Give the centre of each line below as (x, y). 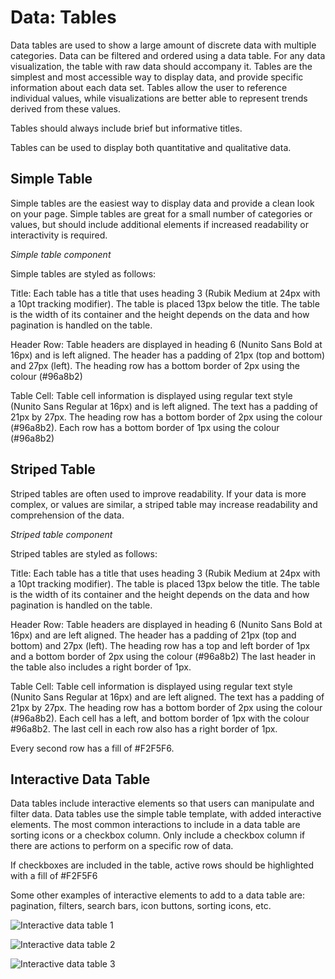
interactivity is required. (59, 235)
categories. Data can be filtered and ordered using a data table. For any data (168, 55)
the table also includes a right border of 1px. (101, 667)
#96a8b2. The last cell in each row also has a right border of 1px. (144, 728)
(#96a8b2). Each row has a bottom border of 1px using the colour (145, 427)
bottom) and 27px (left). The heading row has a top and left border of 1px (160, 645)
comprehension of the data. (67, 515)
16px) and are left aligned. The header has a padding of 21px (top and (153, 635)
